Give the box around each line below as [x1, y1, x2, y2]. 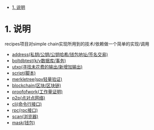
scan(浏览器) [11, 113, 38, 119]
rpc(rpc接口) [11, 107, 38, 113]
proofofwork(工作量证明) [11, 88, 63, 94]
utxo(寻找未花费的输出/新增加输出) [11, 64, 83, 69]
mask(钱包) [11, 120, 35, 126]
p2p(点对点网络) [11, 95, 45, 101]
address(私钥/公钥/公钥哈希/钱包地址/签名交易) [11, 51, 108, 57]
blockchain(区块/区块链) [11, 82, 61, 88]
